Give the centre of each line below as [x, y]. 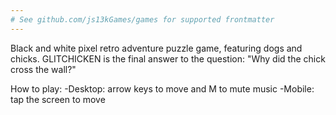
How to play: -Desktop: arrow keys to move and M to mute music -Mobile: [162, 88]
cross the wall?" [43, 69]
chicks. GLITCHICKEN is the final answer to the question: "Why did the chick [168, 58]
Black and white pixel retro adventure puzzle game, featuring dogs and [156, 48]
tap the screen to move [58, 99]
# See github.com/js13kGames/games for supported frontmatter [142, 19]
